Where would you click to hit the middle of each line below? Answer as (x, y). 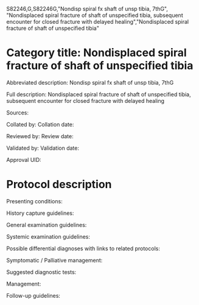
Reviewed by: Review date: (40, 136)
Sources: (18, 113)
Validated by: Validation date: (43, 148)
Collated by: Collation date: (40, 124)
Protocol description (59, 184)
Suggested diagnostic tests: (41, 272)
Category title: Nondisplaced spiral (96, 53)
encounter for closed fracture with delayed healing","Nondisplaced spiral (98, 22)
